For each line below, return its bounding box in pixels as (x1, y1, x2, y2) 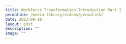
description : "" (5, 26, 40, 31)
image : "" (5, 31, 26, 36)
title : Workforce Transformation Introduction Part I (5, 7, 122, 13)
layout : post (5, 21, 33, 27)
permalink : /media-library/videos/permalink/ (5, 12, 103, 17)
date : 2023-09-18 (5, 17, 42, 22)
